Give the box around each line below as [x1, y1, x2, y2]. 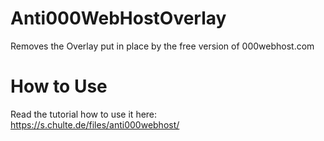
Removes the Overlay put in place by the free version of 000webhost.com [10, 40, 315, 52]
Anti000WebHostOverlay [10, 7, 227, 30]
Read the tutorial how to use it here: [10, 108, 158, 120]
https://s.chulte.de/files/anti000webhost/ [10, 118, 180, 131]
